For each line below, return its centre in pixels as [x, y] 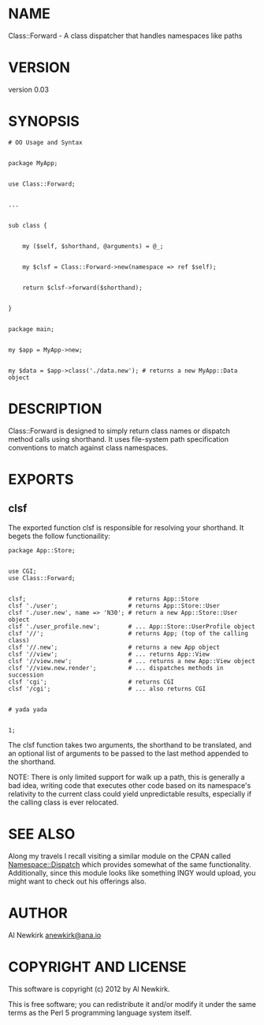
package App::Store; [42, 550]
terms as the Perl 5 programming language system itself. [100, 1012]
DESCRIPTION [55, 409]
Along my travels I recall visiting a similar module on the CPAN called [119, 856]
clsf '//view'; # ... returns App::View [109, 654]
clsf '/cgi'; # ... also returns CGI [107, 688]
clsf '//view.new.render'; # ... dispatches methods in [116, 668]
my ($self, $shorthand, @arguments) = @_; [93, 246]
